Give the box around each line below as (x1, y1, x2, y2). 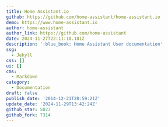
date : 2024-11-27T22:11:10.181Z (6, 36, 85, 42)
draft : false (6, 90, 38, 96)
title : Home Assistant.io (6, 8, 69, 15)
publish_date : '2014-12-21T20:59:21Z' (6, 95, 100, 101)
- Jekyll (11, 52, 33, 58)
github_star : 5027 (6, 107, 51, 112)
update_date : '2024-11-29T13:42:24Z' (6, 101, 98, 107)
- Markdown (11, 74, 38, 80)
